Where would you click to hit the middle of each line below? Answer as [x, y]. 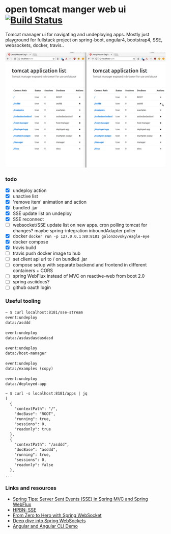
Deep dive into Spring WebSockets [49, 521]
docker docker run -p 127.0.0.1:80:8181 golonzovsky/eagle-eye [81, 236]
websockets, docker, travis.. [35, 45]
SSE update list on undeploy [42, 213]
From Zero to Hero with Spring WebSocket [57, 515]
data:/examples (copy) [29, 369]
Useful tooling [23, 301]
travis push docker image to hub [47, 253]
